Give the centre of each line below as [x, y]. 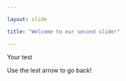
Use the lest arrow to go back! [49, 70]
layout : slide [27, 19]
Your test [20, 57]
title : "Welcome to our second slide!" [64, 31]
